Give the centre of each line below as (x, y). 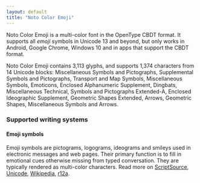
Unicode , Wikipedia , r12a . (38, 173)
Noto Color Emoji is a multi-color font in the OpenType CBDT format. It (94, 34)
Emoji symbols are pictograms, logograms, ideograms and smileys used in (99, 147)
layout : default (27, 12)
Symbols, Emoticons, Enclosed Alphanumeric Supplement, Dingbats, (92, 85)
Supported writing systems (47, 120)
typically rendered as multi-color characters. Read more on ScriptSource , (98, 167)
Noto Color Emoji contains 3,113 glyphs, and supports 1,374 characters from (100, 66)
